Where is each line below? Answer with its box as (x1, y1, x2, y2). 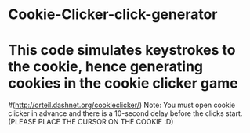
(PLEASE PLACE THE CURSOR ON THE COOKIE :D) (8, 117, 174, 127)
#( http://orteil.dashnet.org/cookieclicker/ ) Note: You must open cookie (8, 100, 236, 110)
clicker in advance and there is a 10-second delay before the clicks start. (8, 109, 243, 118)
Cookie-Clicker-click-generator (8, 5, 218, 23)
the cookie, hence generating (8, 58, 204, 76)
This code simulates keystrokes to (8, 41, 236, 59)
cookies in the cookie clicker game (8, 74, 238, 92)
